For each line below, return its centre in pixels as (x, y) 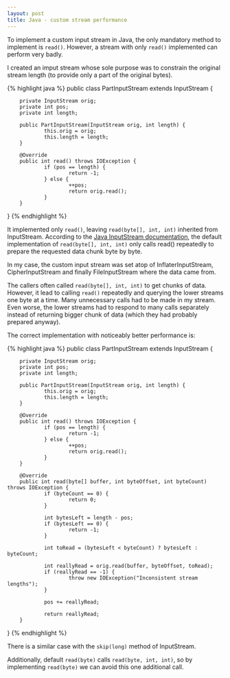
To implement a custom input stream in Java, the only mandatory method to (114, 39)
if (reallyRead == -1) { (79, 572)
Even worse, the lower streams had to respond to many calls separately (108, 307)
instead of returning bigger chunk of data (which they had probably (102, 315)
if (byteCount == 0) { (76, 494)
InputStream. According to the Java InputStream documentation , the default (114, 236)
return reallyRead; (71, 614)
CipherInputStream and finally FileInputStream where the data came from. (112, 272)
